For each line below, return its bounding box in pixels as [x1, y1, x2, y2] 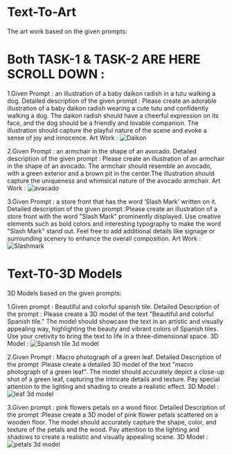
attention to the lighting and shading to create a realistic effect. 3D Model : [7, 382, 220, 390]
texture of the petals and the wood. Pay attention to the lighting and [7, 425, 199, 433]
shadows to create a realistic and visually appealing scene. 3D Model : [7, 432, 208, 441]
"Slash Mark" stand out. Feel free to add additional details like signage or [7, 226, 215, 235]
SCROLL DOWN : [7, 67, 105, 82]
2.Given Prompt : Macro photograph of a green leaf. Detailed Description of [7, 352, 222, 361]
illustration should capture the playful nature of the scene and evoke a [7, 126, 207, 134]
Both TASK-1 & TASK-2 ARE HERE [7, 51, 201, 67]
